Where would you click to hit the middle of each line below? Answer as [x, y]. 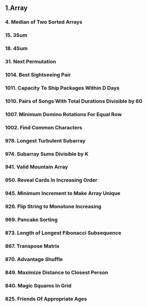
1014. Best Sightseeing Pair [38, 75]
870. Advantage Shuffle [34, 259]
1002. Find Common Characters [44, 127]
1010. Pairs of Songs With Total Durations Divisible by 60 [74, 101]
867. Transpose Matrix [32, 246]
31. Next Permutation [31, 62]
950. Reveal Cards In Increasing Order [51, 180]
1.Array [16, 8]
